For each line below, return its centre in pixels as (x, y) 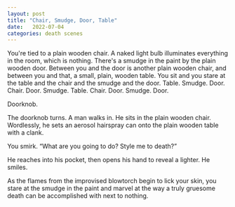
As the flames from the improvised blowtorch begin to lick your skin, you (112, 181)
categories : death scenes (45, 33)
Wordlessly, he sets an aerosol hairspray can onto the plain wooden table (113, 125)
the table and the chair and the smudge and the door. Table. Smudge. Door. (116, 83)
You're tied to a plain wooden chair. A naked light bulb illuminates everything (118, 53)
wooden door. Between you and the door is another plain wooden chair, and (117, 68)
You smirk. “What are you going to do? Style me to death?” (92, 146)
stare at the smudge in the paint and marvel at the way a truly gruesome (112, 188)
